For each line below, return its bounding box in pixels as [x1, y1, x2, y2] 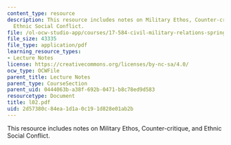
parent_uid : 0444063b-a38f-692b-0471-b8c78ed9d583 [7, 86, 155, 93]
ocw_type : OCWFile [7, 67, 60, 74]
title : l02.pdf [7, 99, 51, 106]
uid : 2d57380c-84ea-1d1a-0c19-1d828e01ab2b [7, 105, 134, 112]
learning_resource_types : [7, 49, 81, 55]
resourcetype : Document [7, 93, 76, 100]
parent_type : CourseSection [7, 80, 88, 87]
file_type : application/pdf [7, 42, 88, 49]
